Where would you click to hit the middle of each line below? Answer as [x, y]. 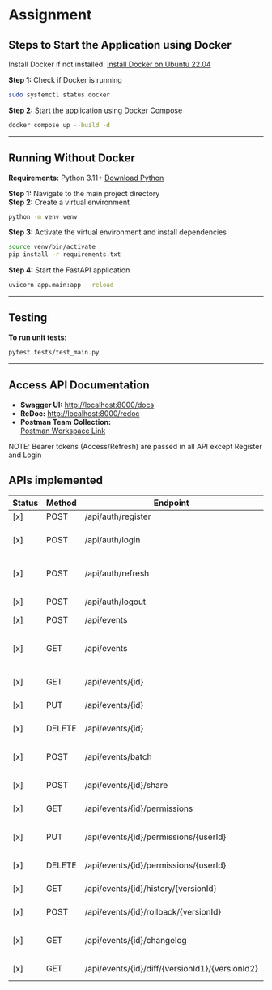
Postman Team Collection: [66, 422]
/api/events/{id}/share [126, 786]
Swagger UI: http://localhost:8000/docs [87, 405]
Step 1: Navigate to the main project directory [84, 193]
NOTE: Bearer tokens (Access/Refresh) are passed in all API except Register [135, 446]
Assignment [50, 15]
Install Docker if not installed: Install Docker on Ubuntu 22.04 [110, 64]
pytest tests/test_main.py [54, 352]
